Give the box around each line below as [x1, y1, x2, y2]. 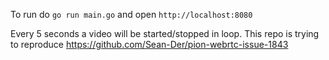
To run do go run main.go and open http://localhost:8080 [10, 9, 253, 20]
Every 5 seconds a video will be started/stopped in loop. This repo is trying [10, 28, 320, 39]
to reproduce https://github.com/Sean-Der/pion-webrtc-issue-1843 [10, 39, 289, 50]
